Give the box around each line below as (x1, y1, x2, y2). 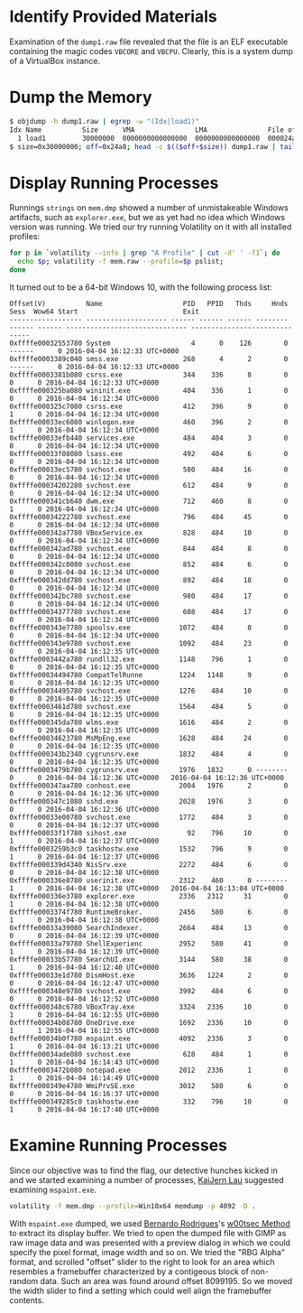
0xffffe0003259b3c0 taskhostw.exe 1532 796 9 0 (9, 844, 289, 853)
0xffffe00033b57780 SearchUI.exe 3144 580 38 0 (9, 954, 289, 964)
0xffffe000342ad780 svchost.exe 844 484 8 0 (9, 544, 289, 553)
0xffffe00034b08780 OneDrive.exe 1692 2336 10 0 (9, 1018, 289, 1027)
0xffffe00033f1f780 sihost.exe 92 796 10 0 (9, 828, 289, 837)
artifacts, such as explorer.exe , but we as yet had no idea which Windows (9, 212, 286, 223)
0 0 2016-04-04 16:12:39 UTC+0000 (9, 931, 160, 940)
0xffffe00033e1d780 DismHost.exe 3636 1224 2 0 (9, 971, 289, 980)
